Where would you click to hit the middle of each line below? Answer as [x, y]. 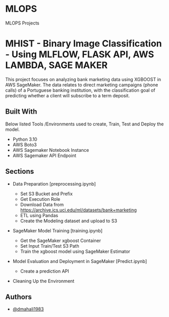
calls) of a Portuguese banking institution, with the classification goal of [80, 90]
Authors [19, 297]
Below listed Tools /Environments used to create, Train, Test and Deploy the [84, 124]
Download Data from [42, 204]
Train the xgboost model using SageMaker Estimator [75, 251]
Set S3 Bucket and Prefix [46, 194]
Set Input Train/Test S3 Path [50, 246]
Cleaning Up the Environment [44, 281]
